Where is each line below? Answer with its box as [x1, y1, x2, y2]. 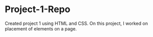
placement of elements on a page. [5, 25, 77, 31]
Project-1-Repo [5, 4, 71, 15]
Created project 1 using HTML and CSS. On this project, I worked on [5, 20, 148, 26]
